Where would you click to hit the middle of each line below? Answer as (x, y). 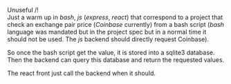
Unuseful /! (23, 10)
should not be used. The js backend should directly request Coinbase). (108, 39)
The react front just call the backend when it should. (82, 73)
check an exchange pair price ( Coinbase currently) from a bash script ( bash (116, 24)
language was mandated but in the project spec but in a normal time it (107, 32)
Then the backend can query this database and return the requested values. (116, 60)
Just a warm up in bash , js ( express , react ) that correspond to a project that (115, 17)
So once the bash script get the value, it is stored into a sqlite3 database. (111, 52)
